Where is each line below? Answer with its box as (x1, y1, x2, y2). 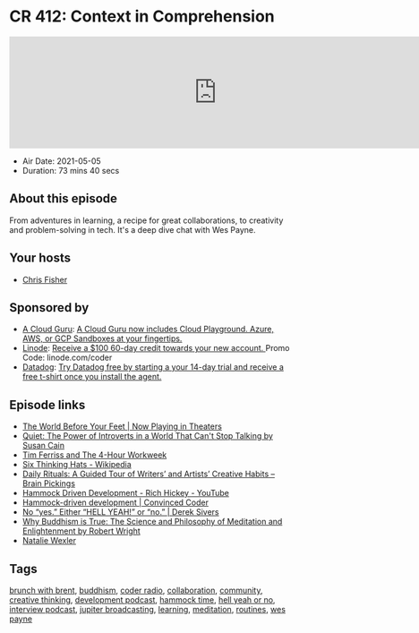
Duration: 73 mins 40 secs (21, 165, 120, 175)
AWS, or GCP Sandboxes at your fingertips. (21, 333, 183, 344)
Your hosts (9, 251, 72, 266)
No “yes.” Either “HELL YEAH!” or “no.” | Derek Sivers (21, 507, 219, 518)
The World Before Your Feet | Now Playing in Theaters (21, 421, 222, 432)
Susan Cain (21, 441, 65, 451)
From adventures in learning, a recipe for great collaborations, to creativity (9, 215, 284, 226)
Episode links (9, 397, 86, 413)
